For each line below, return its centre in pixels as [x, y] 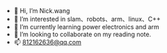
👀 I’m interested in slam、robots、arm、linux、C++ [87, 19]
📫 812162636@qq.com [47, 42]
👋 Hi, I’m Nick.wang [42, 11]
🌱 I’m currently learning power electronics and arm [87, 27]
